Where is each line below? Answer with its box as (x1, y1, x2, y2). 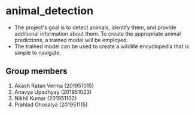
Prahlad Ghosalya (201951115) (14, 101, 88, 108)
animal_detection (5, 4, 94, 18)
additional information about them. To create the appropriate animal (14, 30, 181, 37)
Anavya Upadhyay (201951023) (14, 88, 92, 96)
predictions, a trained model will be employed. (14, 36, 129, 43)
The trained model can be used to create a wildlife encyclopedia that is (14, 43, 190, 50)
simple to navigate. (14, 49, 61, 56)
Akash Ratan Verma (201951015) (14, 82, 94, 89)
